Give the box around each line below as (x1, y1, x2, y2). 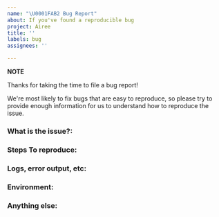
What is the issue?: (7, 126, 73, 136)
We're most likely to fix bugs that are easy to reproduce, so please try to (7, 94, 213, 103)
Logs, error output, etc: (7, 164, 87, 173)
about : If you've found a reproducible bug (7, 17, 135, 24)
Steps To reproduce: (7, 145, 77, 155)
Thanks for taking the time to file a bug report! (7, 81, 138, 89)
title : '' (7, 29, 36, 37)
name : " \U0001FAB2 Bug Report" (7, 10, 97, 17)
